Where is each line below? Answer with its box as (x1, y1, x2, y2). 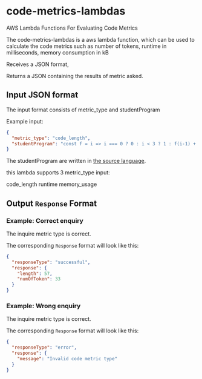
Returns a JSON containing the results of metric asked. (6, 72, 143, 79)
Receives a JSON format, (6, 61, 69, 68)
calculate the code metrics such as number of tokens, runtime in (6, 42, 167, 50)
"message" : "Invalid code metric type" (17, 355, 118, 361)
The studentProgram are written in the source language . (6, 157, 146, 165)
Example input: (6, 117, 44, 125)
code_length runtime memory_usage (6, 180, 97, 188)
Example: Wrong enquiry (6, 302, 81, 310)
